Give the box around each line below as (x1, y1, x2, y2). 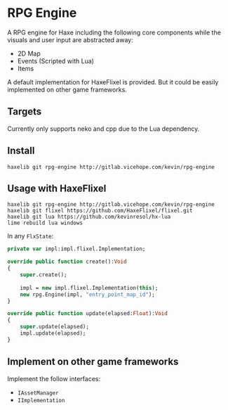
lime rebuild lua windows (7, 219, 83, 226)
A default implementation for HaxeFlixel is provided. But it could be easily (7, 77, 219, 86)
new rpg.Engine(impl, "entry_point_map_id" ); (20, 290, 156, 298)
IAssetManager (17, 389, 59, 397)
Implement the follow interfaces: (7, 374, 100, 383)
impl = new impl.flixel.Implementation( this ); (20, 284, 159, 291)
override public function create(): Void (7, 258, 128, 265)
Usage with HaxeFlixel (7, 182, 107, 194)
